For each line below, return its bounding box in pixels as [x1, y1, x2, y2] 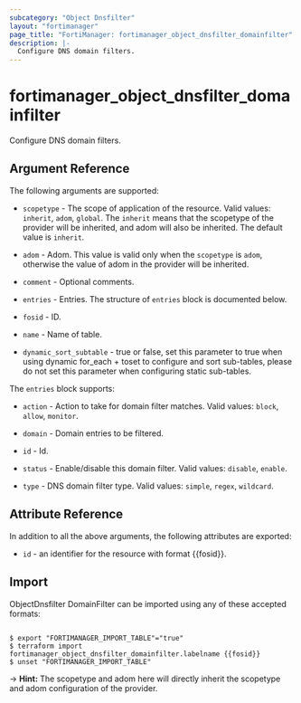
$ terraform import [9, 641, 83, 651]
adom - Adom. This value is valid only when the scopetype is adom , [22, 249, 263, 260]
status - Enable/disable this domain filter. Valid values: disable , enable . [22, 462, 287, 473]
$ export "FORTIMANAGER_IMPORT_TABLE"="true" [9, 633, 183, 642]
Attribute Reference [9, 507, 124, 522]
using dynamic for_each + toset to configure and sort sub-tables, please [22, 356, 292, 366]
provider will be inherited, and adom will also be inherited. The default [22, 222, 283, 233]
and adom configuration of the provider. [9, 682, 158, 693]
